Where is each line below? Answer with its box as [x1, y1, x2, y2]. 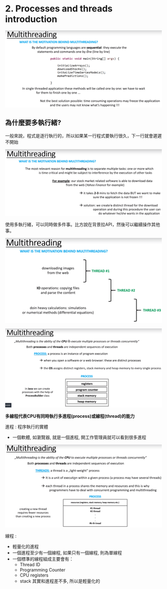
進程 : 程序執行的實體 [5, 424, 48, 430]
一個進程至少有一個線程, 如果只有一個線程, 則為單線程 [12, 550, 122, 556]
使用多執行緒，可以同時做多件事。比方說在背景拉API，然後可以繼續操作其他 [5, 221, 161, 227]
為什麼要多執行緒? [5, 118, 61, 127]
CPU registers [19, 572, 49, 578]
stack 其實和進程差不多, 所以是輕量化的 [19, 578, 100, 584]
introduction [5, 13, 58, 25]
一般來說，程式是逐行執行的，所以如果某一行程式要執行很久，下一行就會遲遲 [5, 132, 162, 138]
